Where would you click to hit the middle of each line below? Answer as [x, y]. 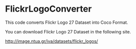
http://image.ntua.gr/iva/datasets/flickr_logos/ [52, 41]
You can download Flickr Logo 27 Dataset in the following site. [68, 32]
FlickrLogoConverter [48, 9]
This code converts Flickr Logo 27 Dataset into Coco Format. [67, 22]
